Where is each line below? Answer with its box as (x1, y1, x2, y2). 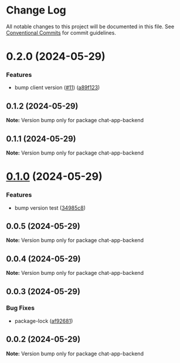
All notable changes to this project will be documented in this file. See (6, 23, 175, 30)
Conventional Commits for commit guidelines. (6, 29, 116, 36)
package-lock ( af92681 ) (14, 317, 73, 324)
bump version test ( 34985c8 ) (14, 204, 86, 211)
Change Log (6, 4, 66, 17)
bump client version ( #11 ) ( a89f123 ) (14, 84, 100, 91)
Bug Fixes (6, 304, 35, 312)
